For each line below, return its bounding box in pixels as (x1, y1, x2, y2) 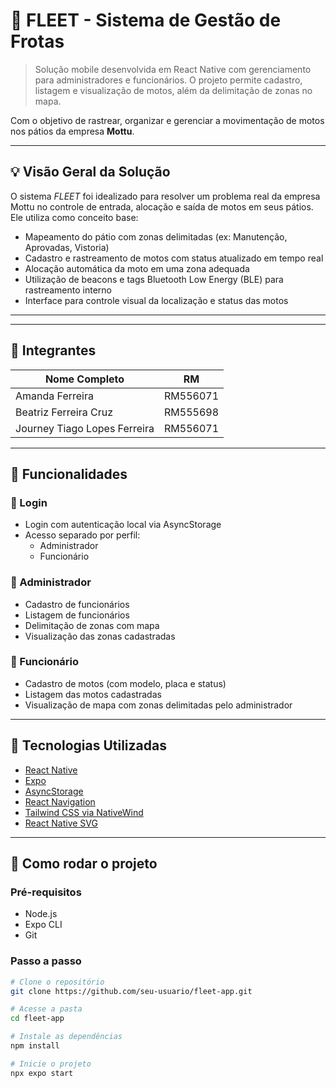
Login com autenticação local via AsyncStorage (24, 519, 222, 531)
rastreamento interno (24, 284, 112, 296)
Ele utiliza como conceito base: (10, 211, 139, 223)
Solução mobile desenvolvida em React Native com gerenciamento (34, 63, 312, 75)
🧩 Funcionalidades (10, 465, 128, 483)
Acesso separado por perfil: (24, 529, 141, 541)
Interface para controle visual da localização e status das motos (24, 294, 289, 306)
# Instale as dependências (10, 1032, 123, 1042)
